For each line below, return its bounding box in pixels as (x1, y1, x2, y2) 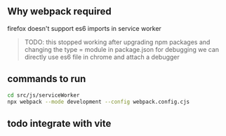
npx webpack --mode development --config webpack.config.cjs (7, 98, 190, 105)
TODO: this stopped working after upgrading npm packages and (24, 38, 211, 46)
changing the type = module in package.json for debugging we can (24, 45, 220, 53)
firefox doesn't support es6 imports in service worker (7, 24, 161, 32)
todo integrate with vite (7, 117, 112, 129)
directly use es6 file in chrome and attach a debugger (24, 53, 180, 61)
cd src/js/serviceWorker (7, 91, 80, 99)
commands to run (7, 73, 86, 85)
